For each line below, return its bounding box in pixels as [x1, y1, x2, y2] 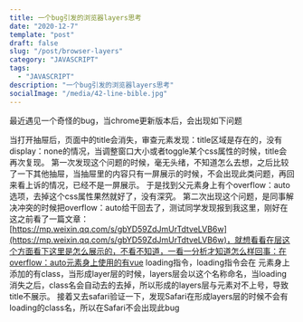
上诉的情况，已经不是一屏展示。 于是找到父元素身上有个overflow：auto [24, 179, 291, 190]
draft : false [9, 38, 59, 48]
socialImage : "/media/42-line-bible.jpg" [9, 89, 168, 98]
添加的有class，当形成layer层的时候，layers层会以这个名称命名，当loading [9, 268, 288, 279]
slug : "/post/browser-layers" [9, 47, 124, 56]
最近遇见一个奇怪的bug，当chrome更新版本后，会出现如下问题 [9, 115, 242, 126]
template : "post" [9, 30, 75, 39]
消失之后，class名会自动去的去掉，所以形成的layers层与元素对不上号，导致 [9, 279, 289, 290]
